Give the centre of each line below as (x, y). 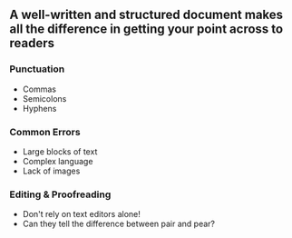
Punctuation (37, 69)
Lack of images (51, 171)
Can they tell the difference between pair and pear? (119, 224)
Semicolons (44, 98)
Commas (39, 89)
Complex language (58, 161)
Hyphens (39, 108)
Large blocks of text (60, 151)
